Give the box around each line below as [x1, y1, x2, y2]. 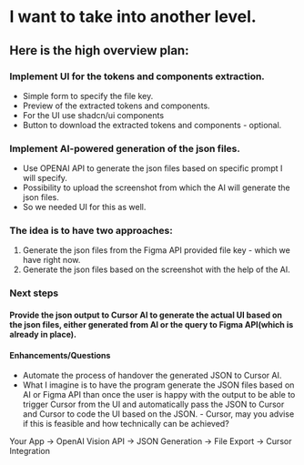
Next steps [9, 287, 59, 299]
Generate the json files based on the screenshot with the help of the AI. [22, 264, 290, 275]
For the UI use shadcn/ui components [22, 109, 165, 120]
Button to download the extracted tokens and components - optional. [22, 119, 282, 130]
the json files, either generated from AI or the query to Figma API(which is [9, 318, 294, 329]
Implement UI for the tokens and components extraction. [9, 70, 266, 83]
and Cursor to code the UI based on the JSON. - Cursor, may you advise [22, 409, 295, 420]
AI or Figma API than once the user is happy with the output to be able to [22, 389, 296, 400]
